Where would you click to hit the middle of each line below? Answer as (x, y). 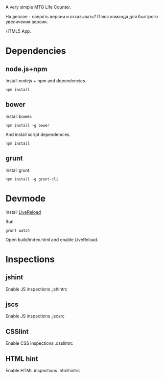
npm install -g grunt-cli (32, 179)
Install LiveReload (23, 212)
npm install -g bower (28, 125)
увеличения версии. (27, 22)
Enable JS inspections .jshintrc (36, 289)
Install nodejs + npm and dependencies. (46, 81)
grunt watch (18, 230)
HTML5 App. (18, 31)
